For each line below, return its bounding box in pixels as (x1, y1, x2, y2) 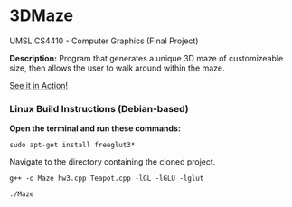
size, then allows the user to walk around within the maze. (9, 62, 225, 73)
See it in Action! (9, 80, 69, 90)
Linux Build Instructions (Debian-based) (9, 102, 190, 115)
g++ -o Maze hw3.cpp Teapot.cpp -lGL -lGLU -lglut (9, 174, 204, 183)
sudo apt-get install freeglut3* (9, 141, 136, 150)
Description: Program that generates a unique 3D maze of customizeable (9, 52, 284, 63)
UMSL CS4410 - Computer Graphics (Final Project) (9, 35, 199, 46)
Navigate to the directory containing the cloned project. (9, 156, 216, 167)
